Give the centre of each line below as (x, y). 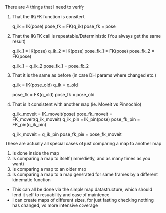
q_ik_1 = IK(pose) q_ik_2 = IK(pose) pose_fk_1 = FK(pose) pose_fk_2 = (83, 51)
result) (19, 41)
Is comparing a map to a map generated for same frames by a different (85, 174)
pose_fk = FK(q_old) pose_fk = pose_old (53, 95)
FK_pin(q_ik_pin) (29, 124)
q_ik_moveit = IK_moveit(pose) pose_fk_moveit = (62, 114)
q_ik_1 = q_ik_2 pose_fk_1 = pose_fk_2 (51, 66)
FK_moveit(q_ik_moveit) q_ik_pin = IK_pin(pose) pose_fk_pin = (76, 119)
